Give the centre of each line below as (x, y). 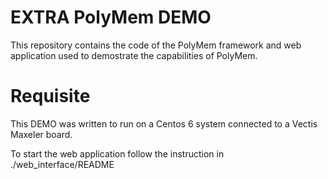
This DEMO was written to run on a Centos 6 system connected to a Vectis (164, 123)
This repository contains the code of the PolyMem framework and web (156, 45)
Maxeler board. (41, 134)
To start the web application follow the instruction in (117, 153)
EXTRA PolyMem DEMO (111, 17)
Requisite (50, 96)
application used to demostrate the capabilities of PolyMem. (134, 55)
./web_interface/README (62, 164)
